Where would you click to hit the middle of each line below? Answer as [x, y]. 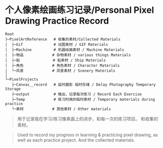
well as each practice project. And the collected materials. [76, 140]
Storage [13, 89]
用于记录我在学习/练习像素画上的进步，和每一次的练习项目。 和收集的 [88, 118]
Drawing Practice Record [57, 21]
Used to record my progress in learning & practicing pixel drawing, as [87, 135]
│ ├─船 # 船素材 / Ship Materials [55, 60]
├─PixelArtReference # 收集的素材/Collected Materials [63, 39]
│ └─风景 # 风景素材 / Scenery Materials [60, 71]
